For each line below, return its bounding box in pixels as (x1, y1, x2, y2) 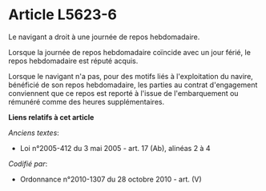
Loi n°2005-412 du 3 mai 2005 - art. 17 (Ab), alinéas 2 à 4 (19, 143, 211, 153)
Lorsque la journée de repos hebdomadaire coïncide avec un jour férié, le (8, 47, 251, 57)
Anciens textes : (8, 128, 60, 137)
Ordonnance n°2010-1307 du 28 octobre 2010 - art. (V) (19, 174, 202, 184)
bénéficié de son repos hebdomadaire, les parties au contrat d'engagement (8, 80, 258, 90)
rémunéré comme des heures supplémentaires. (8, 97, 165, 106)
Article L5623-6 (8, 6, 118, 24)
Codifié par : (8, 158, 48, 169)
